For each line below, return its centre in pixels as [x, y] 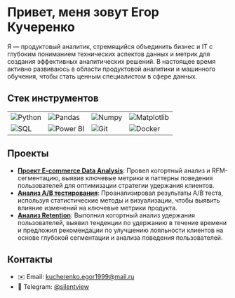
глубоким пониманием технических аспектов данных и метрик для [109, 54]
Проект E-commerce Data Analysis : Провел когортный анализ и [114, 170]
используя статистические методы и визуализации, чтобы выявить [119, 200]
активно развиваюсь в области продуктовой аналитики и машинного [112, 69]
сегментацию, [39, 178]
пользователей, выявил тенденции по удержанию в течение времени [122, 222]
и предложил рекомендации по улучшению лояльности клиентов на [120, 230]
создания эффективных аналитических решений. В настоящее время [112, 61]
